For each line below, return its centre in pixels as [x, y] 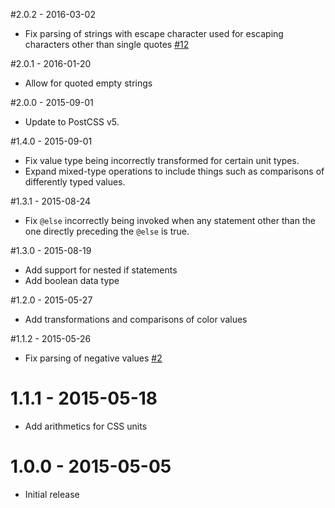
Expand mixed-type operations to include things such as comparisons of [174, 171]
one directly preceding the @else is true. [107, 231]
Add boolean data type [72, 280]
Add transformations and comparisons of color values [136, 319]
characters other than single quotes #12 [107, 44]
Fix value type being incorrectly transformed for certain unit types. [162, 160]
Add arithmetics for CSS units [86, 426]
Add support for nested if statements [101, 270]
